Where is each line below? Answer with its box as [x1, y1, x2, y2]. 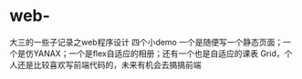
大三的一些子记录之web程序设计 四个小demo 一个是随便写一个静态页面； [9, 36, 284, 47]
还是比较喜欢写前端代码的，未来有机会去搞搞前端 [16, 59, 202, 70]
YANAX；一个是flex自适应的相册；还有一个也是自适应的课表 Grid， [33, 47, 285, 59]
